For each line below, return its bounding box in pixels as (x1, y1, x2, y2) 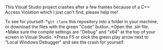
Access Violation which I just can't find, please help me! (5, 9, 118, 15)
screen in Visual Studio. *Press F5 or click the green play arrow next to (5, 34, 149, 40)
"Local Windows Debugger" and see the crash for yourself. (5, 39, 125, 45)
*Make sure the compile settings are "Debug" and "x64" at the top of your (5, 29, 156, 34)
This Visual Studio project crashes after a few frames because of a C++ (5, 4, 150, 10)
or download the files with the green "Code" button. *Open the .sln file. (5, 24, 149, 30)
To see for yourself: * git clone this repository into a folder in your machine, (5, 19, 159, 24)
